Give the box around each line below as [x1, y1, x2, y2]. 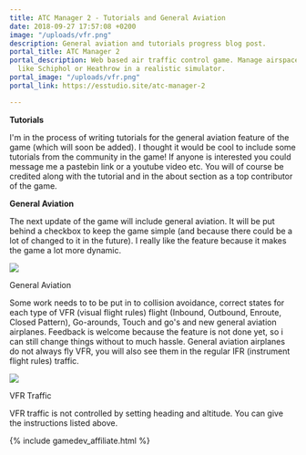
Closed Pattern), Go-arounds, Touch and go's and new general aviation [9, 316, 277, 327]
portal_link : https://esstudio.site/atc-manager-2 [9, 81, 206, 90]
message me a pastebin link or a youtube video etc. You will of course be [9, 160, 284, 171]
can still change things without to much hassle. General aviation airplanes [9, 336, 285, 346]
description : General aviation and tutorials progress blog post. [9, 38, 267, 48]
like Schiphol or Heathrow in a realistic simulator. [17, 65, 226, 74]
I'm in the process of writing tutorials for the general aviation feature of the [9, 131, 290, 142]
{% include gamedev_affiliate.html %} [9, 435, 150, 446]
